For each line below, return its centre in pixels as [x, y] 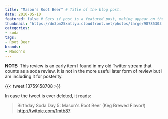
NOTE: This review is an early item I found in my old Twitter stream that [78, 66]
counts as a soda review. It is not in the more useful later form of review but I [84, 71]
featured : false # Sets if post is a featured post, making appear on [80, 19]
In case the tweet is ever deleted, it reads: [48, 96]
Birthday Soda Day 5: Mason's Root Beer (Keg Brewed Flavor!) [81, 105]
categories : [17, 28]
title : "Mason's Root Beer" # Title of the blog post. [63, 10]
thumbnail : [16, 24]
